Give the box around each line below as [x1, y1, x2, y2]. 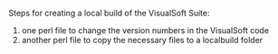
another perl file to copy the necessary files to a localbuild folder [21, 35, 264, 45]
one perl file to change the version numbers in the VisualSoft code [21, 25, 269, 35]
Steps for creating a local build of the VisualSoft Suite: [8, 8, 210, 18]
